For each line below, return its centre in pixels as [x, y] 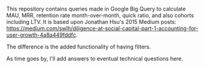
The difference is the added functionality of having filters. [79, 47]
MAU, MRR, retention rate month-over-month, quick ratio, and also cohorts [100, 15]
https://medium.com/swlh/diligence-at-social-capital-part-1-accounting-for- [103, 28]
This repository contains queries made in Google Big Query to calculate [96, 9]
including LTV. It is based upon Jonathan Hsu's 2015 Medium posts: [92, 22]
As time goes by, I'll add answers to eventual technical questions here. [95, 59]
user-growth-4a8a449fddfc [41, 35]
